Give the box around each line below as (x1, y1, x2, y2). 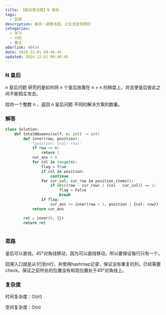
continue (50, 173, 69, 179)
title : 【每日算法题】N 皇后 (5, 7, 59, 13)
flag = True (41, 164, 66, 169)
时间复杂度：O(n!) (5, 293, 43, 299)
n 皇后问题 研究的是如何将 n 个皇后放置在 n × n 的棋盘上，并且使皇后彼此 (5, 84, 156, 90)
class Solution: (5, 127, 39, 132)
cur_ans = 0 (32, 155, 57, 160)
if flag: (41, 197, 59, 202)
